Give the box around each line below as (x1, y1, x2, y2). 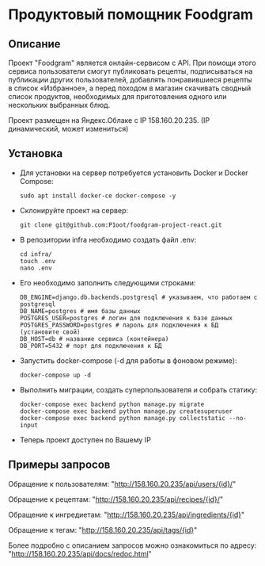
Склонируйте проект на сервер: (19, 205, 129, 215)
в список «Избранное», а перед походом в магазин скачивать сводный (8, 83, 252, 93)
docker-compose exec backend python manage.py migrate (19, 400, 205, 408)
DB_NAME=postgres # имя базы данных (19, 307, 141, 315)
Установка (8, 147, 63, 160)
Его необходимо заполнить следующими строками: (19, 277, 196, 287)
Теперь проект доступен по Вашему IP (19, 434, 152, 445)
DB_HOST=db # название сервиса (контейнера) (19, 335, 169, 342)
